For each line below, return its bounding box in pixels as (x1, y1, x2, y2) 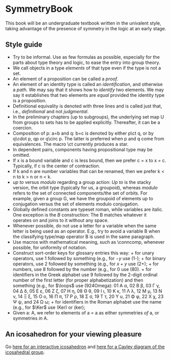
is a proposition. (12, 97, 47, 103)
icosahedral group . (5, 349, 45, 355)
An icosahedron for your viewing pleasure (5, 330, 142, 338)
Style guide (5, 40, 42, 49)
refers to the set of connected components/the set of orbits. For (12, 190, 148, 196)
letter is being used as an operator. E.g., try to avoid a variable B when (12, 228, 161, 234)
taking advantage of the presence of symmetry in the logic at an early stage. (5, 25, 166, 31)
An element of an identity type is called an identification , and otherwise (12, 81, 163, 87)
